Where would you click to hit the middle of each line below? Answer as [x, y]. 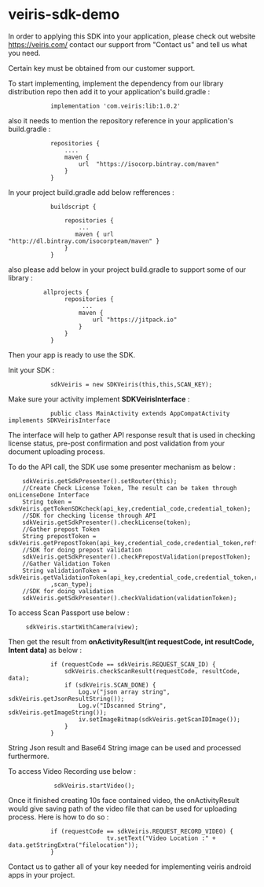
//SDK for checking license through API [89, 515]
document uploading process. [57, 451]
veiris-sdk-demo [64, 15]
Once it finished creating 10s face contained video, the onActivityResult [124, 800]
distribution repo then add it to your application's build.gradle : [109, 91]
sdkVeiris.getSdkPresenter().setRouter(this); [100, 481]
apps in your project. [42, 874]
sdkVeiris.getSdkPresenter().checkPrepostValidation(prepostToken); [137, 557]
